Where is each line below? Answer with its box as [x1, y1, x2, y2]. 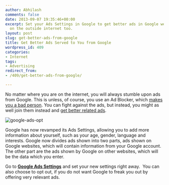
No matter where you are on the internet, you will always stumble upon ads [5, 91, 161, 97]
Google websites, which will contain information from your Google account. [5, 143, 161, 149]
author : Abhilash [5, 7, 42, 13]
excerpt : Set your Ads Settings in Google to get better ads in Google [5, 21, 158, 27]
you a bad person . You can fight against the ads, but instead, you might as [5, 102, 159, 108]
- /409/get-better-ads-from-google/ [5, 73, 82, 78]
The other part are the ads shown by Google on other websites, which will [5, 148, 158, 154]
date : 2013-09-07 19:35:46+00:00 [5, 17, 75, 22]
